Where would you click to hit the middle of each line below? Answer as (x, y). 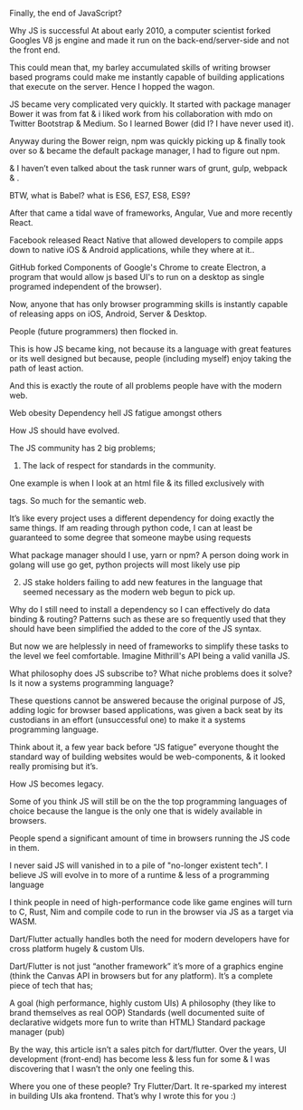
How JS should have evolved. (65, 430)
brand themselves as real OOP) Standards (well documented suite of (137, 1013)
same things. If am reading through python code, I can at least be (131, 528)
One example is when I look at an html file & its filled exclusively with (137, 483)
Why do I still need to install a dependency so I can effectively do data (140, 609)
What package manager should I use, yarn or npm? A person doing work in (149, 555)
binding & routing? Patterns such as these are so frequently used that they (148, 619)
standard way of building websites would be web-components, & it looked (147, 757)
